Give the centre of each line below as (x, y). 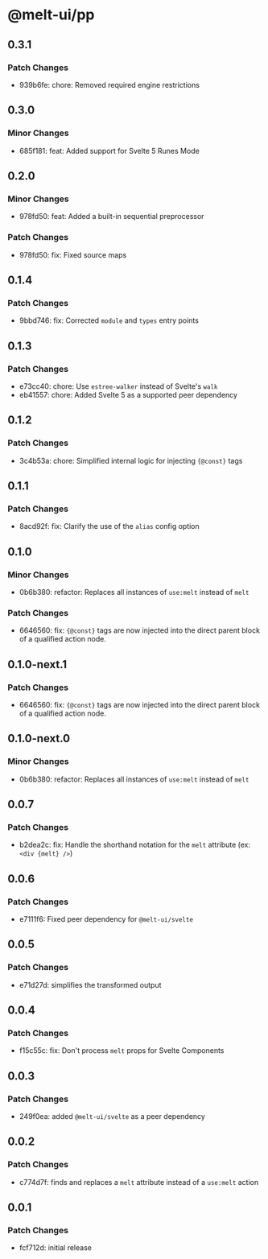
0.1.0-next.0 (39, 739)
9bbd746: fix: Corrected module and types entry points (109, 320)
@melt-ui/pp (51, 15)
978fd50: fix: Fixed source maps (73, 254)
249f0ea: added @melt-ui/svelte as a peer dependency (112, 1117)
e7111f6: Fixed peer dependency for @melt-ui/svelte (106, 919)
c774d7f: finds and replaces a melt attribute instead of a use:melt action (139, 1182)
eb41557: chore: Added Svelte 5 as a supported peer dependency (128, 394)
